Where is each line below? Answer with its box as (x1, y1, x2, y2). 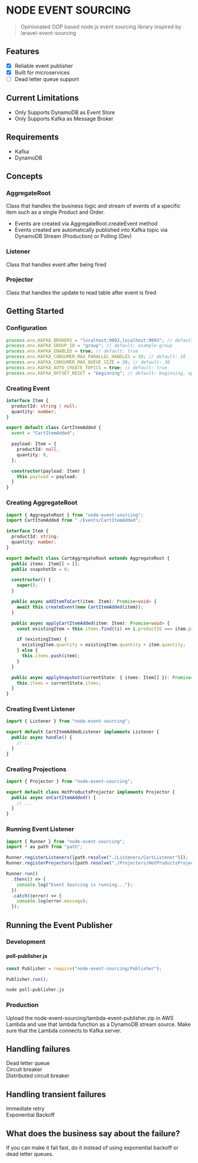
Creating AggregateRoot (6, 499, 78, 507)
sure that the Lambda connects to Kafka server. (6, 1026, 122, 1034)
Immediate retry (6, 1105, 45, 1112)
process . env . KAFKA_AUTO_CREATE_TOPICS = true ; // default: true (6, 365, 167, 371)
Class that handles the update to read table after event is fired (6, 289, 157, 296)
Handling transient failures (6, 1089, 106, 1099)
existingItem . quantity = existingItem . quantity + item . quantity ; (21, 642, 186, 648)
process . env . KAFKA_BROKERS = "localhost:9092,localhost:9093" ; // (6, 337, 173, 343)
